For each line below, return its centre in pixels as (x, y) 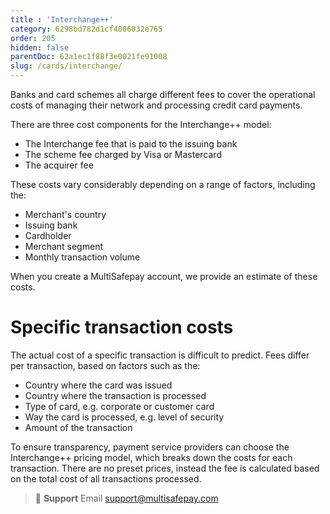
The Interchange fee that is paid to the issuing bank (131, 144)
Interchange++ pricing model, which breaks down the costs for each (151, 457)
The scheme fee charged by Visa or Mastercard (123, 154)
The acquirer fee (59, 165)
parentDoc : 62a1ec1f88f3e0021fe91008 (89, 57)
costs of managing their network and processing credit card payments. (156, 105)
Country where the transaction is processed (115, 395)
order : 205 (33, 38)
